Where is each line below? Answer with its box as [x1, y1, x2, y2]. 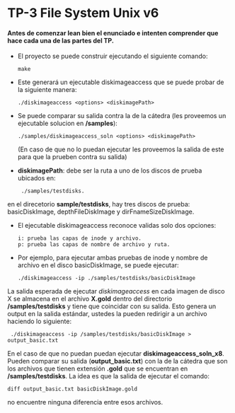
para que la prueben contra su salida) [17, 153, 127, 161]
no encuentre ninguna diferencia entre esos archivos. [7, 398, 164, 407]
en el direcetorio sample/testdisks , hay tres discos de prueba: [7, 200, 190, 209]
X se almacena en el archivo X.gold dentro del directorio [7, 295, 173, 303]
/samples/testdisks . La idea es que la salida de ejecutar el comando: [7, 372, 210, 380]
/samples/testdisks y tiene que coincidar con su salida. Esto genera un [7, 302, 217, 310]
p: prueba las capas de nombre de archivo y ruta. [17, 241, 171, 248]
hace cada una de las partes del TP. [7, 36, 115, 45]
